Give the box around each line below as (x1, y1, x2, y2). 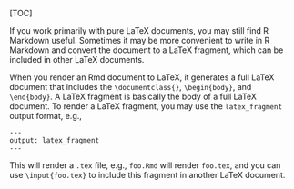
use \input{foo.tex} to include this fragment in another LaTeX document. (9, 170, 286, 180)
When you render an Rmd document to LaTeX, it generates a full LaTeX (9, 72, 275, 83)
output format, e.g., (9, 111, 82, 121)
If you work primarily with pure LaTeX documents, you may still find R (9, 25, 269, 35)
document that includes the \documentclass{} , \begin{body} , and (9, 82, 252, 92)
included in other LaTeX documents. (9, 55, 145, 65)
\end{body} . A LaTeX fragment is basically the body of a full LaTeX (9, 91, 257, 102)
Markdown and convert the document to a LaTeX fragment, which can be (9, 45, 284, 55)
